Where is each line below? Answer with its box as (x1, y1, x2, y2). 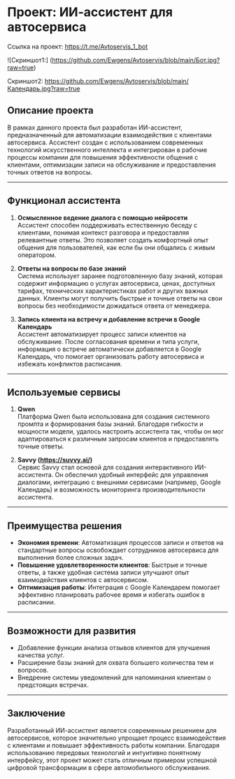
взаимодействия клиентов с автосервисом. (17, 576, 149, 584)
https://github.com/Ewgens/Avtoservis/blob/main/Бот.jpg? (52, 55, 220, 64)
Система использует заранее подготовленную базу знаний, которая (17, 271, 223, 280)
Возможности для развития (7, 625, 136, 637)
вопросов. (17, 666, 49, 674)
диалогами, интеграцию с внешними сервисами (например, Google (17, 478, 222, 487)
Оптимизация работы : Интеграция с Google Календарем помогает (17, 583, 220, 592)
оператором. (17, 250, 57, 259)
